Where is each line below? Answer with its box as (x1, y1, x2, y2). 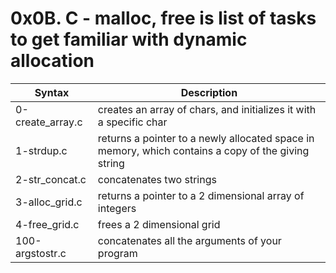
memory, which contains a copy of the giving (97, 143, 310, 157)
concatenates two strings (97, 172, 217, 186)
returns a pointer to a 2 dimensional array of (97, 188, 305, 202)
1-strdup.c (15, 143, 68, 157)
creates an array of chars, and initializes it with (97, 102, 317, 116)
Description (180, 85, 238, 99)
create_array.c (15, 115, 83, 129)
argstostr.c (15, 246, 67, 260)
